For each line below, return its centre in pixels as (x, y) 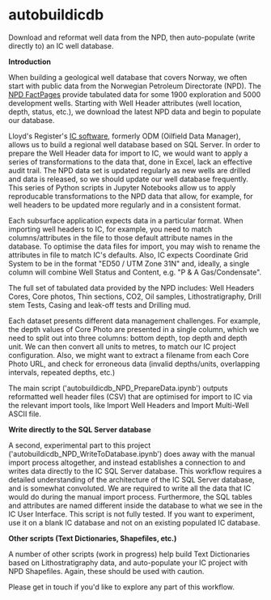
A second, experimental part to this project (80, 445)
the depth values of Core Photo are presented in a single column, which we (134, 329)
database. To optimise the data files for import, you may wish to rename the (134, 246)
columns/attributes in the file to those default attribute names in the (121, 237)
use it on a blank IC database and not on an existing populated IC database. (134, 522)
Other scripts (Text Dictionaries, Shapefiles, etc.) (93, 538)
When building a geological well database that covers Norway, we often (128, 77)
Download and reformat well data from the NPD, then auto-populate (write (132, 37)
